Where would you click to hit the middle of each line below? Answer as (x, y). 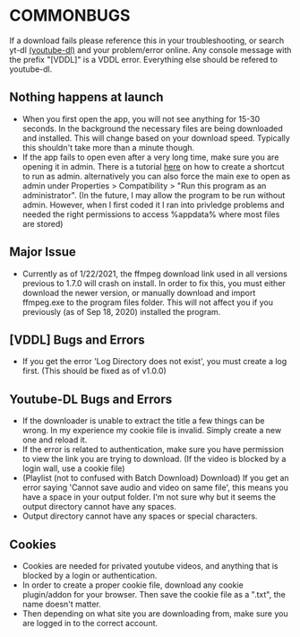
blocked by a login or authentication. (90, 576)
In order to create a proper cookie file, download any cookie (133, 585)
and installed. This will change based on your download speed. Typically (156, 138)
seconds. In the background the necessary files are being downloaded (153, 128)
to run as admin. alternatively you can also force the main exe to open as (156, 176)
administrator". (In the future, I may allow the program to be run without (154, 195)
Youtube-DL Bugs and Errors (91, 399)
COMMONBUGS (70, 16)
